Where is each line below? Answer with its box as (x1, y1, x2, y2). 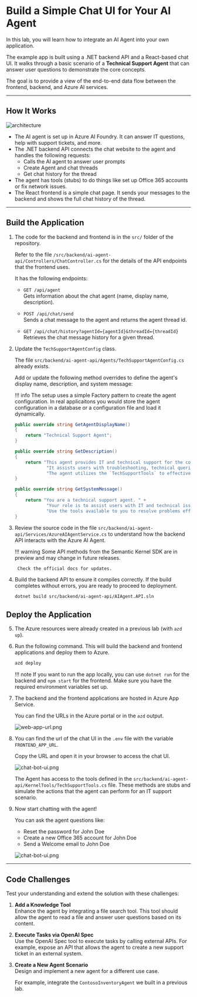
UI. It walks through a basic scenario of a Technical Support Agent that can (6, 60, 189, 67)
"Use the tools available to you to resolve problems (46, 508, 181, 514)
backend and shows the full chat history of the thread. (14, 195, 146, 202)
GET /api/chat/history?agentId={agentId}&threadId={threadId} (23, 328, 179, 335)
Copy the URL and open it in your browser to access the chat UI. (14, 753, 171, 760)
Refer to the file (14, 251, 52, 258)
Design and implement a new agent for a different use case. (14, 967, 159, 974)
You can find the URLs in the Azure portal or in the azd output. (14, 712, 164, 719)
